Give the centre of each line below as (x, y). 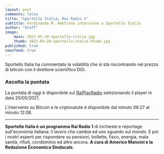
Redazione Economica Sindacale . (40, 147)
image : (12, 32)
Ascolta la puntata (27, 82)
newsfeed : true (20, 50)
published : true (21, 46)
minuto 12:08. (19, 112)
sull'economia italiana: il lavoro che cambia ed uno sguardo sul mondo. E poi (82, 132)
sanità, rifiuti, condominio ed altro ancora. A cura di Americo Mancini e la (79, 142)
